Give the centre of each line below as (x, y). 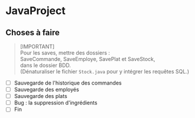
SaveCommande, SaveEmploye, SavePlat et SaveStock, (87, 59)
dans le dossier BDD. (45, 65)
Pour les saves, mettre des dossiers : (65, 53)
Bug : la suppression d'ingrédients (56, 103)
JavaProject (35, 11)
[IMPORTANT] (37, 46)
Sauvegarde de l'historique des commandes (68, 83)
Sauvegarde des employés (46, 90)
